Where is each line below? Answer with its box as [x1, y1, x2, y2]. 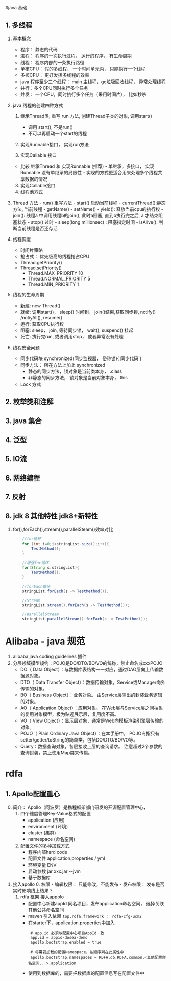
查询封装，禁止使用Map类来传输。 [20, 750, 93, 756]
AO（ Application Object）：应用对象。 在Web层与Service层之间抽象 [20, 705, 163, 711]
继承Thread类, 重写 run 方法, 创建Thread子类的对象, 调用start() [20, 113, 152, 119]
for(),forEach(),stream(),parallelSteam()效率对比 [12, 526, 113, 532]
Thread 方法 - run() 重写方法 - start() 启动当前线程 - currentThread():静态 [12, 199, 166, 206]
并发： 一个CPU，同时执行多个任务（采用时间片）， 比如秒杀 [20, 91, 147, 97]
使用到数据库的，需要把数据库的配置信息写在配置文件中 [28, 970, 144, 976]
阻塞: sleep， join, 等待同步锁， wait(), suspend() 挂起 [20, 327, 134, 333]
